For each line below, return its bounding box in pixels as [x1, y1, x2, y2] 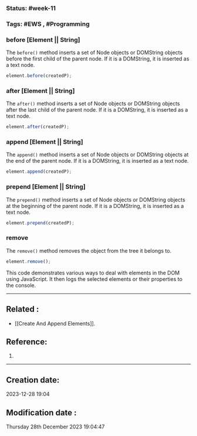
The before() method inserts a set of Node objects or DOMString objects [6, 49, 183, 56]
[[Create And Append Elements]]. [14, 320, 96, 327]
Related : [6, 304, 39, 314]
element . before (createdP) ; [6, 73, 72, 79]
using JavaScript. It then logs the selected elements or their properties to [6, 275, 183, 283]
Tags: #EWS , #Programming [6, 19, 90, 28]
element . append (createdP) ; [6, 169, 72, 175]
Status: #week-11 [6, 4, 56, 12]
